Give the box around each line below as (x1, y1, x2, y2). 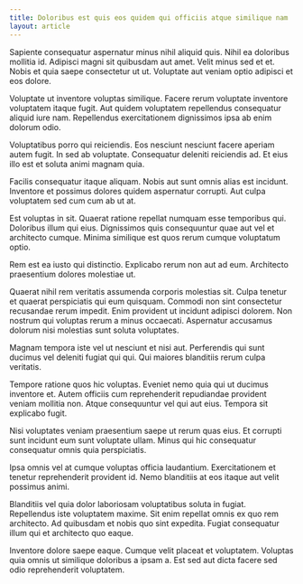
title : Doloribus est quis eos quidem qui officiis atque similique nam (9, 13, 289, 23)
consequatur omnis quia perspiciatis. (9, 444, 147, 455)
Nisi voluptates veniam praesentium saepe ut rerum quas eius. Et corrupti (9, 425, 282, 436)
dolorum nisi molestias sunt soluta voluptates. (9, 325, 179, 335)
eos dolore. (9, 75, 51, 86)
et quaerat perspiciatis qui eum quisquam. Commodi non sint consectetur (9, 296, 282, 306)
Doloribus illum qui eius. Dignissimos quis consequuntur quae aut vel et (9, 222, 275, 233)
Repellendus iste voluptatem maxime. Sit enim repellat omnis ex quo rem (9, 508, 280, 519)
